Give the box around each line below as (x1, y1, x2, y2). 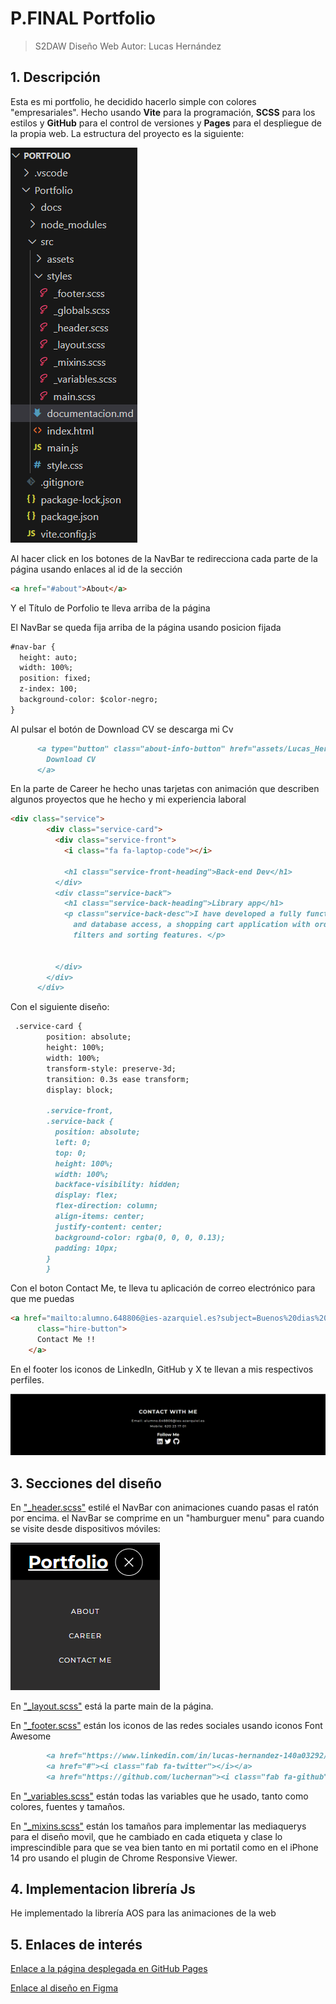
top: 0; (54, 1148, 87, 1158)
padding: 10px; (54, 1243, 118, 1253)
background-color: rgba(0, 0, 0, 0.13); (54, 1232, 226, 1242)
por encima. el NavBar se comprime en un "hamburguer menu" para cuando (10, 1512, 325, 1524)
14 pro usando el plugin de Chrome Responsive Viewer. (10, 1852, 238, 1864)
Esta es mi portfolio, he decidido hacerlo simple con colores (10, 95, 257, 107)
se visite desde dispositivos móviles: (10, 1523, 161, 1534)
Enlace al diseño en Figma (10, 1982, 119, 1994)
